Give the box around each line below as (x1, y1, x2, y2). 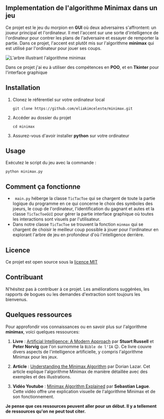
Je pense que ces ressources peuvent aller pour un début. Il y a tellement (5, 403, 157, 409)
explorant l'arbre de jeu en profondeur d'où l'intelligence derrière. (12, 232, 145, 238)
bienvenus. (5, 296, 28, 302)
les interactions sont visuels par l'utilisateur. (12, 216, 101, 222)
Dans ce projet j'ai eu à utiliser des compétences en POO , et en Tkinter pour (5, 64, 159, 70)
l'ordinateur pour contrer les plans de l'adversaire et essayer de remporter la (5, 35, 159, 41)
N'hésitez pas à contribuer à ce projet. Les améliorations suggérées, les (5, 286, 150, 292)
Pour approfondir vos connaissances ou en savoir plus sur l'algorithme (5, 324, 147, 330)
